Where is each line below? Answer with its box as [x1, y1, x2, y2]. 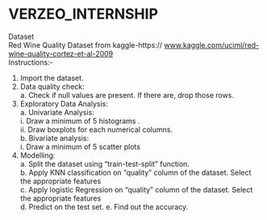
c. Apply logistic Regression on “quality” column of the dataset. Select [19, 184, 253, 194]
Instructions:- [8, 57, 54, 67]
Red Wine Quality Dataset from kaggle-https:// [8, 40, 163, 49]
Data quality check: [19, 82, 85, 91]
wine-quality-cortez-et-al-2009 [8, 49, 114, 58]
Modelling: [19, 150, 56, 160]
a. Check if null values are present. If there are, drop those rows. [19, 90, 235, 99]
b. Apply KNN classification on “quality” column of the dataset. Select [19, 167, 252, 177]
